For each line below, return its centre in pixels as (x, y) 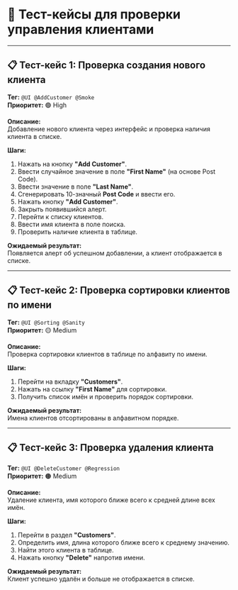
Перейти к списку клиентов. (61, 216)
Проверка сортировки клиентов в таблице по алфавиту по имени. (107, 354)
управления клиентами (81, 29)
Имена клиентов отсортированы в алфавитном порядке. (93, 418)
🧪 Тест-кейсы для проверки (94, 15)
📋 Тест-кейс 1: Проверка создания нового (107, 66)
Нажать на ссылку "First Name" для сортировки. (92, 389)
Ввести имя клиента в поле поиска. (72, 224)
